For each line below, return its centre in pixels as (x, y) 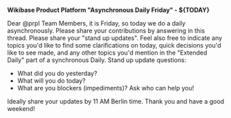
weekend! (21, 109)
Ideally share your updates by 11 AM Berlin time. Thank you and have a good (116, 101)
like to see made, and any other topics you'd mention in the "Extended (107, 52)
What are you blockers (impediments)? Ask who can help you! (105, 88)
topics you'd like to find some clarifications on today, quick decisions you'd (114, 45)
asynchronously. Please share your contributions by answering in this (106, 31)
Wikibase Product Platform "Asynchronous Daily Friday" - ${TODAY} (108, 10)
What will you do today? (52, 81)
